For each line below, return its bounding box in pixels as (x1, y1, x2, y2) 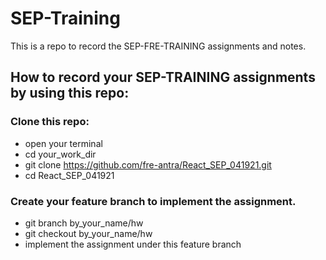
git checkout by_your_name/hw (24, 227, 153, 239)
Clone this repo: (10, 115, 90, 129)
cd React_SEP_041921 (24, 169, 115, 181)
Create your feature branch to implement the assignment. (10, 194, 297, 208)
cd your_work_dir (24, 148, 97, 160)
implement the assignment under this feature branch (24, 238, 242, 250)
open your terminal (24, 137, 103, 149)
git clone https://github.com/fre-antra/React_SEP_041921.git (24, 158, 272, 171)
